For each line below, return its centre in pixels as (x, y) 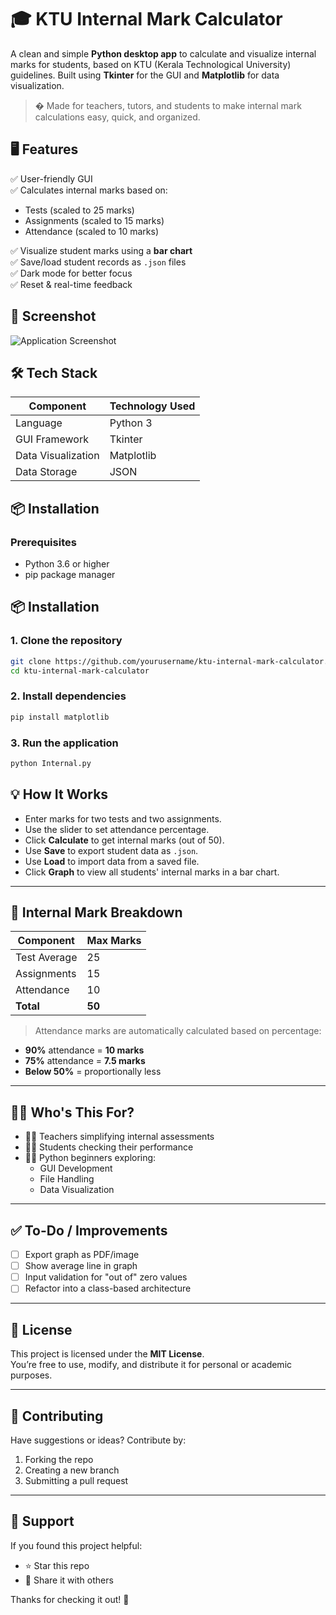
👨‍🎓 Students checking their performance (109, 1147)
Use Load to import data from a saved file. (112, 861)
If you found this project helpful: (76, 1545)
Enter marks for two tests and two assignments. (123, 818)
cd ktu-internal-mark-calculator (80, 671)
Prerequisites (43, 542)
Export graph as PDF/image (82, 1255)
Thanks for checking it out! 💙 (70, 1599)
